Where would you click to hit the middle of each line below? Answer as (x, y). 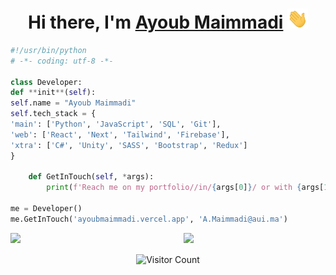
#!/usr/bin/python (48, 50)
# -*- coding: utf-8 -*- (62, 61)
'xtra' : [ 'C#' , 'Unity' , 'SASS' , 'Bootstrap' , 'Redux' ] (129, 145)
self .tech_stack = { (53, 114)
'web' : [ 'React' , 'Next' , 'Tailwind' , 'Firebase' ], (120, 134)
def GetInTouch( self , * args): (91, 177)
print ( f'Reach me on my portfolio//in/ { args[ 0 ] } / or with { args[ (185, 188)
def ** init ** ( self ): (53, 93)
